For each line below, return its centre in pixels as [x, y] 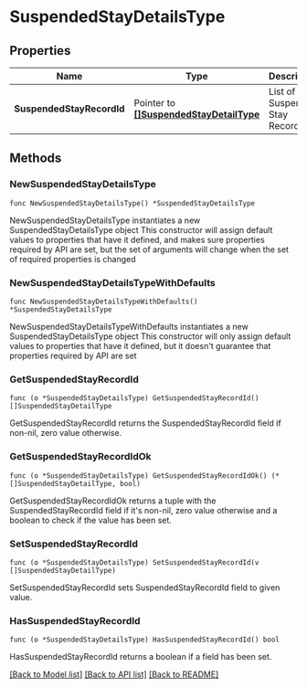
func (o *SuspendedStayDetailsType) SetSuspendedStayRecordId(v [134, 562]
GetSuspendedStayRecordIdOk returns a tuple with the [113, 501]
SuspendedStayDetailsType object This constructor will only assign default [150, 336]
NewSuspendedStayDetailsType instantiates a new [105, 220]
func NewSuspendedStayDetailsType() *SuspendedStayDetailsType [132, 203]
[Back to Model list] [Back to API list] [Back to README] [114, 674]
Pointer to [155, 103]
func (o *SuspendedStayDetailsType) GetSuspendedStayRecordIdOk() [138, 476]
